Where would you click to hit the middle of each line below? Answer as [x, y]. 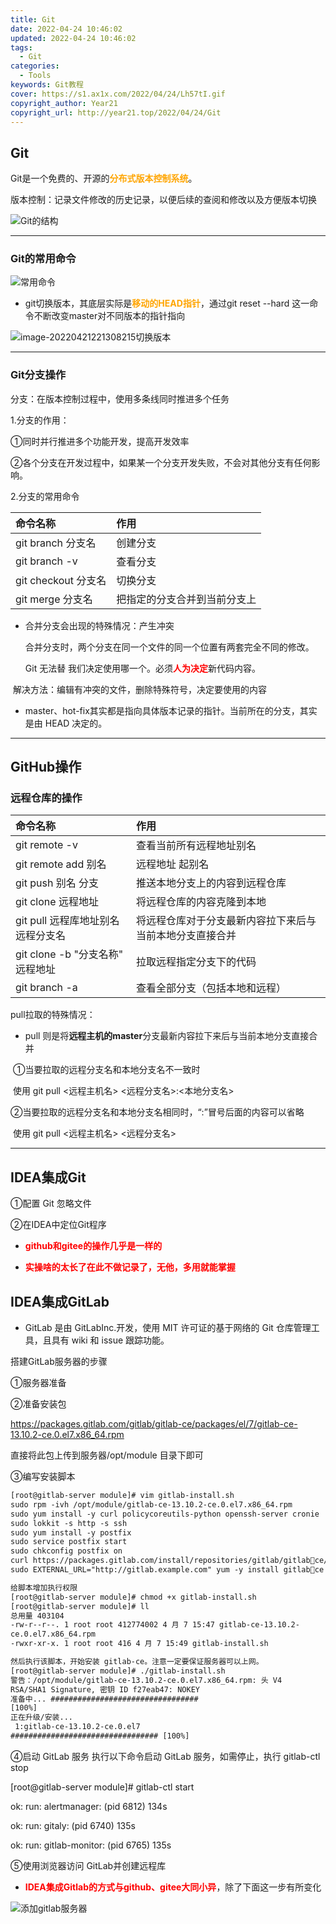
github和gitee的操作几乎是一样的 [93, 1246]
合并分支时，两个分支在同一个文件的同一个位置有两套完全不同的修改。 [169, 647]
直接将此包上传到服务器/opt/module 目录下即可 [107, 1455]
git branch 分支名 [56, 543]
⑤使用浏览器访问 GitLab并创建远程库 [88, 1865]
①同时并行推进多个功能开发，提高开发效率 [100, 441]
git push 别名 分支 [57, 883]
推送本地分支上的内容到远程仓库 [211, 883]
